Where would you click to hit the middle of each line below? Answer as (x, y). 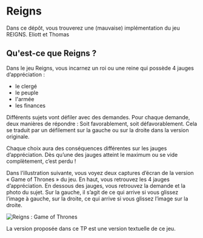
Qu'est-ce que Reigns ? (52, 54)
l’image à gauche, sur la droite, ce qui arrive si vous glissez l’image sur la (97, 199)
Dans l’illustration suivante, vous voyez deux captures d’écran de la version (100, 173)
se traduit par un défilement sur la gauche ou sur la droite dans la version (98, 130)
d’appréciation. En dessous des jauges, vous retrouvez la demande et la (96, 185)
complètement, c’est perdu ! (41, 161)
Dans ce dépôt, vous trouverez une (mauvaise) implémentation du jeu (93, 28)
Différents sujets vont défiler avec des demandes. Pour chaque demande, (98, 117)
